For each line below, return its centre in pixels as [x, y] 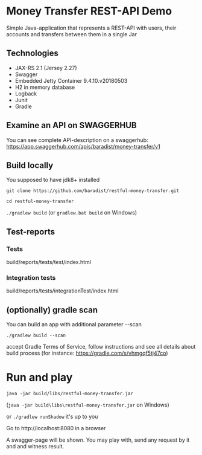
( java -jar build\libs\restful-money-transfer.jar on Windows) [88, 405]
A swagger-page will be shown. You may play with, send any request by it [98, 440]
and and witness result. [35, 447]
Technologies [33, 53]
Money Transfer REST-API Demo [89, 11]
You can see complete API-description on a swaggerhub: [77, 140]
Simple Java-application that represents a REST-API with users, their [91, 28]
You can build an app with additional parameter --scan [74, 324]
